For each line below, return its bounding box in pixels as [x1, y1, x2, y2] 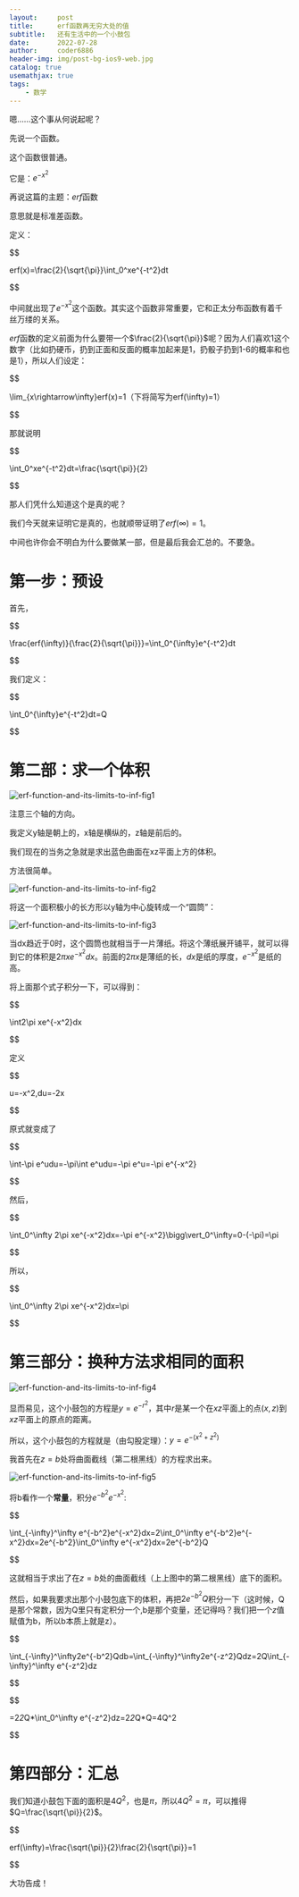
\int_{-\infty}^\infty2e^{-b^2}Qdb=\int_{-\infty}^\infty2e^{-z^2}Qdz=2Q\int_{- [9, 1651, 290, 1662]
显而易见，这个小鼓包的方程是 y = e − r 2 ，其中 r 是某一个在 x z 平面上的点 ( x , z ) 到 [9, 1399, 287, 1413]
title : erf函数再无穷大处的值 [9, 21, 129, 30]
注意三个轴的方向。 [9, 808, 80, 819]
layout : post [9, 13, 74, 22]
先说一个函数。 [9, 132, 64, 143]
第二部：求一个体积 [9, 760, 151, 780]
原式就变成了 [9, 1124, 56, 1134]
